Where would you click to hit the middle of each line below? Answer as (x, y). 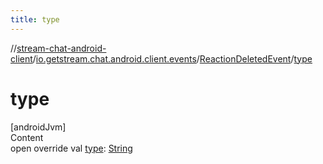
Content (27, 137)
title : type (35, 19)
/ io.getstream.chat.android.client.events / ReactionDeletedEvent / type (172, 58)
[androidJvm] (38, 127)
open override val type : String (71, 148)
